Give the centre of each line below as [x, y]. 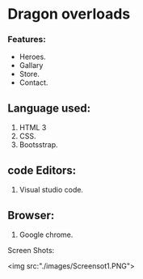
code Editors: [42, 170]
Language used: [49, 108]
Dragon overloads [69, 14]
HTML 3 [33, 128]
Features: [27, 40]
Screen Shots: [31, 250]
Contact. [34, 82]
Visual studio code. [51, 190]
